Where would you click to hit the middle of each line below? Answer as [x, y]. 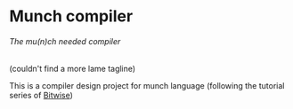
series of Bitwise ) [41, 96]
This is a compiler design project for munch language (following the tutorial [147, 86]
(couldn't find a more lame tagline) [73, 69]
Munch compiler [71, 16]
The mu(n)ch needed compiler [65, 41]
